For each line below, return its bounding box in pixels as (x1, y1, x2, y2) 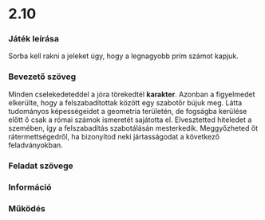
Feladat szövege (8, 160, 73, 171)
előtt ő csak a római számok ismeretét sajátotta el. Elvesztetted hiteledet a (8, 115, 252, 124)
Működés (8, 202, 45, 214)
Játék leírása (8, 33, 60, 45)
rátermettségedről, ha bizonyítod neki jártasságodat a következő (8, 132, 220, 141)
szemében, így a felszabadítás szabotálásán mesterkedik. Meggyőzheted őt (8, 123, 258, 132)
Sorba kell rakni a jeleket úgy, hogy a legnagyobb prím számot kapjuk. (8, 51, 239, 61)
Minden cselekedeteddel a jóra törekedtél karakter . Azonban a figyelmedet (8, 89, 255, 99)
